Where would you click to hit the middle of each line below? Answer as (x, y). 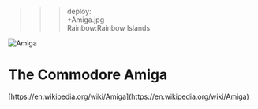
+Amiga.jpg (86, 20)
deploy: (79, 11)
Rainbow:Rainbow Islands (108, 28)
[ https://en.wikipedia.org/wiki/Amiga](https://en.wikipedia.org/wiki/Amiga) (129, 96)
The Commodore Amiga (88, 75)
